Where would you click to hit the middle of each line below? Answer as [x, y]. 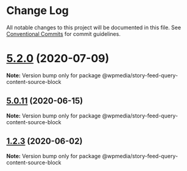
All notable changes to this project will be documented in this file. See [94, 27]
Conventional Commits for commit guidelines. [63, 33]
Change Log [37, 11]
